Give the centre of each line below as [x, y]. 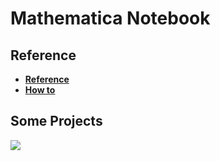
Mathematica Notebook [110, 18]
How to [40, 90]
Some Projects [56, 121]
